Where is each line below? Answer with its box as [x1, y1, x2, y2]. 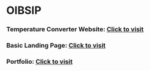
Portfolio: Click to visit [6, 57, 73, 66]
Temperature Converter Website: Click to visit [6, 25, 144, 34]
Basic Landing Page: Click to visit [6, 42, 106, 50]
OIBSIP [6, 4, 42, 17]
